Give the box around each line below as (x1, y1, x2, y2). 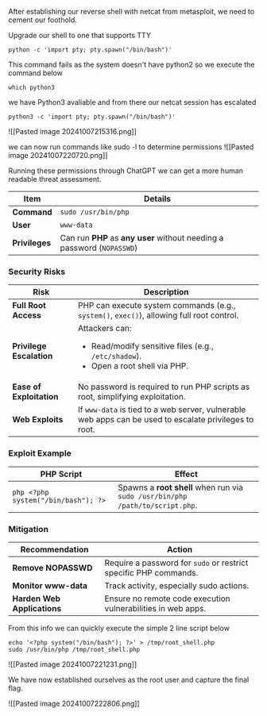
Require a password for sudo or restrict (104, 557, 249, 568)
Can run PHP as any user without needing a (60, 233, 224, 243)
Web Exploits (12, 414, 64, 425)
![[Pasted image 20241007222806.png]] (8, 699, 141, 708)
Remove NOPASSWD (12, 562, 93, 573)
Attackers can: (78, 323, 133, 334)
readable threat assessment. (8, 175, 102, 183)
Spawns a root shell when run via (118, 482, 244, 493)
